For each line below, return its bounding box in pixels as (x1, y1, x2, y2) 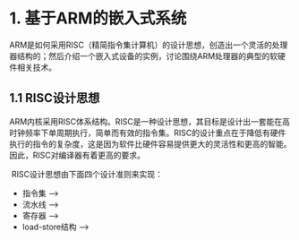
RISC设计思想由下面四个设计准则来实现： (11, 168, 163, 179)
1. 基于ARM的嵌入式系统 (9, 8, 187, 29)
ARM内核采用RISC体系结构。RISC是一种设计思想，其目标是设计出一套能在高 (9, 116, 291, 126)
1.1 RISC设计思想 (9, 90, 100, 106)
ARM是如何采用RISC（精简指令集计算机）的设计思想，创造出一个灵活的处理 (9, 39, 288, 50)
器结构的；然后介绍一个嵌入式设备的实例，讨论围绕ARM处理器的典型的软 (9, 50, 278, 61)
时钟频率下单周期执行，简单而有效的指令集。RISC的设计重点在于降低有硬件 (9, 127, 286, 138)
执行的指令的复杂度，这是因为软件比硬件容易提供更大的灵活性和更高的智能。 (9, 138, 292, 149)
